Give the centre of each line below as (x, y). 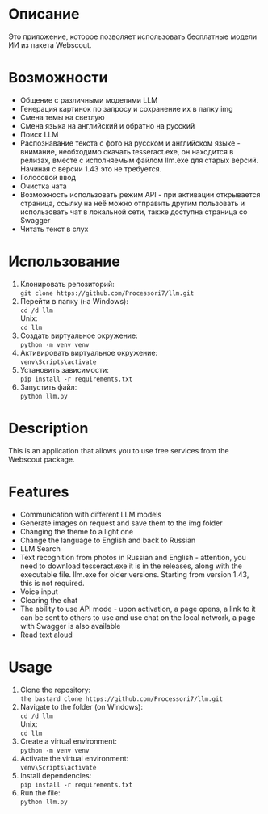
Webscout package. (42, 459)
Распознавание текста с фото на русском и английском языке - (130, 143)
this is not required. (52, 583)
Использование (65, 261)
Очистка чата (43, 186)
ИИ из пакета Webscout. (50, 44)
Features (39, 492)
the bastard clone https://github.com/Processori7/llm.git (121, 699)
